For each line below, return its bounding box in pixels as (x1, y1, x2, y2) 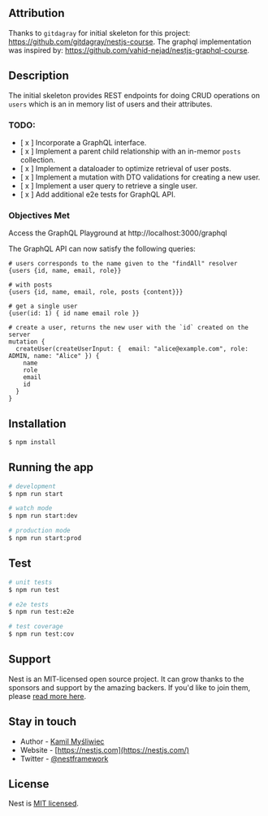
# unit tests (8, 578, 53, 586)
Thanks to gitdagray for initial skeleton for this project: (8, 28, 191, 37)
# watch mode (8, 504, 53, 512)
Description (8, 69, 69, 83)
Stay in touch (8, 715, 77, 729)
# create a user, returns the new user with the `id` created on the (8, 324, 249, 332)
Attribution (8, 6, 65, 20)
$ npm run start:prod (8, 534, 82, 542)
